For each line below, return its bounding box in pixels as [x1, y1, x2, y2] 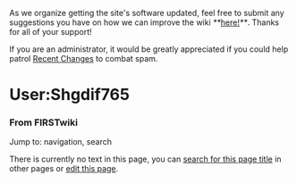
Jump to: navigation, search [9, 137, 112, 147]
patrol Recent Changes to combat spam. [9, 54, 158, 63]
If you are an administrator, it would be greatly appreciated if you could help [9, 44, 289, 54]
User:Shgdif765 [9, 85, 130, 105]
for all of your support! [9, 27, 92, 37]
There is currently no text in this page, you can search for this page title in [9, 154, 282, 164]
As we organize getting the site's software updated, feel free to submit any [9, 8, 284, 18]
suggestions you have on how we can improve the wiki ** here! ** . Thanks [9, 17, 280, 28]
